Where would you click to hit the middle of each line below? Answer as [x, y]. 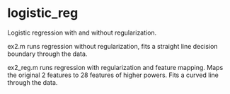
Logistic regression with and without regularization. [82, 33]
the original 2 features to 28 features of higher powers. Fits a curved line [113, 75]
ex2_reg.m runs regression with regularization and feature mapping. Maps [115, 67]
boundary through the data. [47, 54]
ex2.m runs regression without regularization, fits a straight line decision [113, 46]
